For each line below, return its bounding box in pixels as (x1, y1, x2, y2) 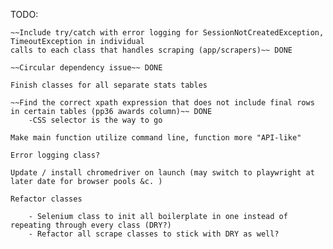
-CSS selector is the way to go (28, 115, 163, 125)
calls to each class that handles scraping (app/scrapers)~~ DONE (10, 45, 293, 55)
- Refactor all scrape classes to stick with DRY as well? (28, 229, 280, 239)
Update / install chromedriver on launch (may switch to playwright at (10, 168, 315, 178)
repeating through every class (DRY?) (10, 220, 172, 230)
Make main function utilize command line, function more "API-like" (10, 133, 302, 143)
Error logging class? (10, 150, 101, 160)
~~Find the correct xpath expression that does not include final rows (10, 98, 315, 108)
